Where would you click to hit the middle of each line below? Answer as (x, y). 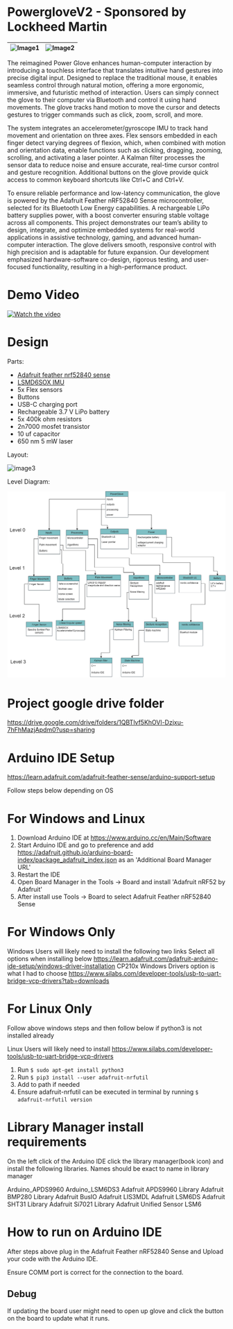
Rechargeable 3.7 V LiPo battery (63, 412)
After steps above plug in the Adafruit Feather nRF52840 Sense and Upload (115, 1252)
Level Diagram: (29, 481)
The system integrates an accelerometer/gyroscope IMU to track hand (107, 128)
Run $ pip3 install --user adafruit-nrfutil (83, 1077)
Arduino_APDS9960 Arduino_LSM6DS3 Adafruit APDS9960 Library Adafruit (115, 1190)
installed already (31, 1035)
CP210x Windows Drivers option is (166, 966)
